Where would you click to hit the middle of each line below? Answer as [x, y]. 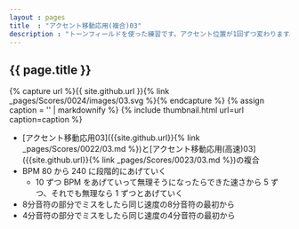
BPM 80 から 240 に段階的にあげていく [94, 171]
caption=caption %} [46, 120]
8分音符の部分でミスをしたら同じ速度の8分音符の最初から [129, 204]
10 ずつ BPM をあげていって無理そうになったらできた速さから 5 [152, 182]
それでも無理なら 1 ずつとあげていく [117, 193]
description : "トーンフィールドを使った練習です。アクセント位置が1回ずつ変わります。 [153, 34]
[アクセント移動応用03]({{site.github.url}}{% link [111, 138]
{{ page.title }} [50, 70]
